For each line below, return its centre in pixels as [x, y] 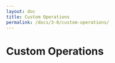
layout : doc [21, 11]
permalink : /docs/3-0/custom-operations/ [58, 22]
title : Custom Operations [38, 17]
